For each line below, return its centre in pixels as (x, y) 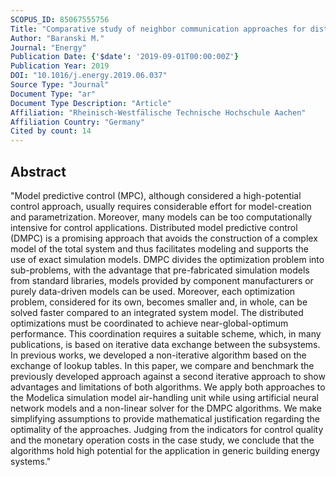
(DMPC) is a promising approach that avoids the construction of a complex (164, 238)
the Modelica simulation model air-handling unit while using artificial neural (164, 397)
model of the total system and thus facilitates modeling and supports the (159, 248)
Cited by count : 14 (51, 131)
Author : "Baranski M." (57, 38)
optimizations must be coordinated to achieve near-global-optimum (149, 323)
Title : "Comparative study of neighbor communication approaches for (158, 29)
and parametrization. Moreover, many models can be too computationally (161, 217)
